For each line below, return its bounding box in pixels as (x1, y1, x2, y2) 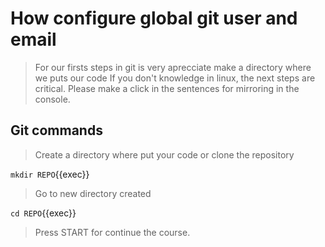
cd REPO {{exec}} (10, 207, 77, 219)
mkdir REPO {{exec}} (10, 168, 90, 180)
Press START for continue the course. (34, 226, 191, 238)
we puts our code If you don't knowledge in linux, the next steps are (34, 72, 316, 84)
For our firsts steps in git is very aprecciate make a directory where (34, 61, 312, 73)
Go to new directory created (34, 187, 152, 199)
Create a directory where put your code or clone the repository (34, 148, 295, 161)
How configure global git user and (10, 7, 298, 30)
